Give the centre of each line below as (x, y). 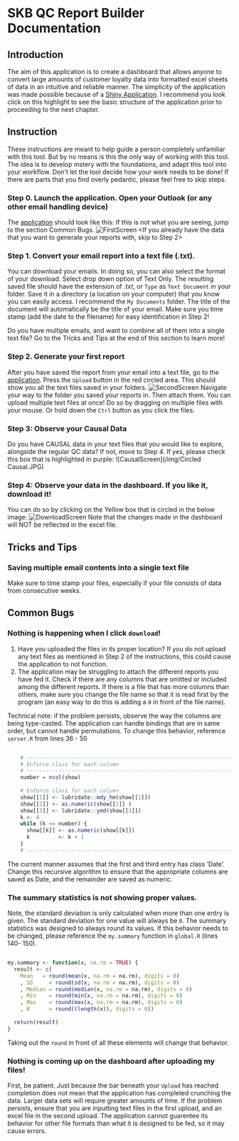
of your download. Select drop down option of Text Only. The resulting (111, 279)
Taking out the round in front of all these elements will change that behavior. (118, 1043)
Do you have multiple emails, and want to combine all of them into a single (116, 331)
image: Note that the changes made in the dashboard (115, 517)
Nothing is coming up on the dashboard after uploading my (111, 1061)
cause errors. (27, 1131)
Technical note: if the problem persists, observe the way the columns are (114, 716)
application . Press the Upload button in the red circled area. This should (111, 380)
